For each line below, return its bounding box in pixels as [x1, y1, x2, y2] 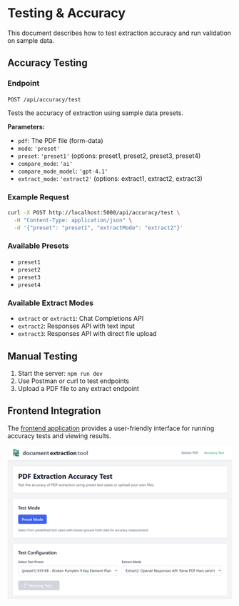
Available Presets [7, 241, 69, 251]
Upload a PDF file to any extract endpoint [17, 384, 139, 392]
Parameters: [7, 122, 45, 131]
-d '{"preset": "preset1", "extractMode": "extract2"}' [14, 224, 183, 232]
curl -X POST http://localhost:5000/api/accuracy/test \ [7, 209, 180, 216]
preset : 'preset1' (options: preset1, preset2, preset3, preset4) [17, 151, 201, 160]
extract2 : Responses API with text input [17, 322, 136, 330]
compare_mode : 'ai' [17, 159, 73, 167]
